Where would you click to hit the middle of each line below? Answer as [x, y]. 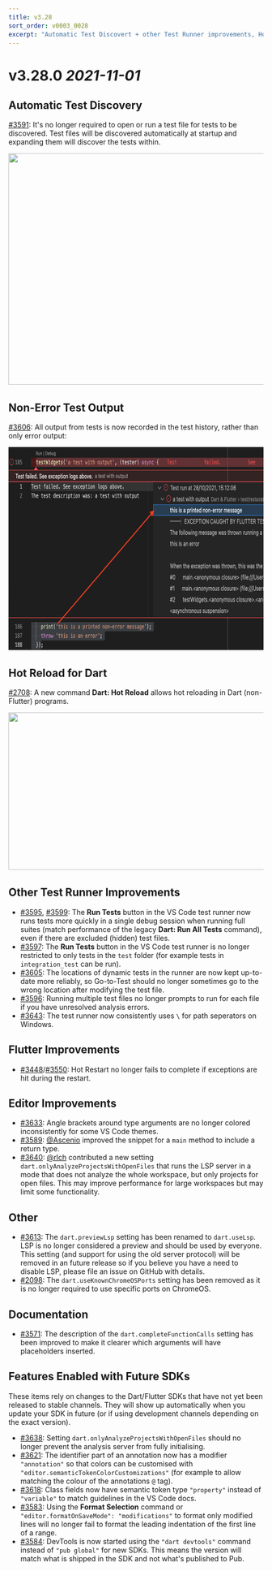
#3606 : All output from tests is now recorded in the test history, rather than [134, 427]
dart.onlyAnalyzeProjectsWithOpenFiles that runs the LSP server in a [136, 1166]
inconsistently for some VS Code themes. [89, 1132]
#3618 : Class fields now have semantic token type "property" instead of [140, 1489]
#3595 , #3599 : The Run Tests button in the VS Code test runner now [135, 912]
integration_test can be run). [70, 964]
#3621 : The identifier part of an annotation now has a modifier [123, 1455]
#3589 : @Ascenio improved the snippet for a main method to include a [137, 1140]
